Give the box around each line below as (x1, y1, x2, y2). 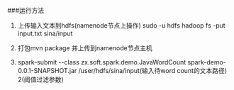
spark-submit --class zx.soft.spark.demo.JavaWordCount (17, 58, 186, 66)
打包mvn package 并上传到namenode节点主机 (17, 44, 152, 52)
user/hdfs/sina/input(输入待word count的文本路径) (80, 67, 228, 74)
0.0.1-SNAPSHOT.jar (17, 67, 77, 74)
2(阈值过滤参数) (17, 75, 64, 84)
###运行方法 (7, 6, 45, 14)
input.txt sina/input (17, 29, 73, 38)
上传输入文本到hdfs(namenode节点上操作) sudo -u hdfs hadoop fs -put (17, 21, 225, 30)
